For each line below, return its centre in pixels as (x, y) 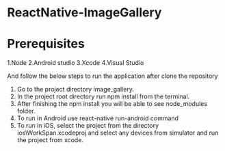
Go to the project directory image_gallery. (76, 90)
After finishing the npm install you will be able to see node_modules (112, 104)
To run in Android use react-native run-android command (98, 118)
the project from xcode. (50, 140)
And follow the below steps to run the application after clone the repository (112, 76)
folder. (26, 111)
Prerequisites (46, 44)
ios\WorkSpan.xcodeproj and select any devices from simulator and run (118, 133)
